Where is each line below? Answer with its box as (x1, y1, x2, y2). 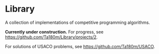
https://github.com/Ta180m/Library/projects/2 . (5, 34, 98, 40)
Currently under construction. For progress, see (5, 29, 104, 35)
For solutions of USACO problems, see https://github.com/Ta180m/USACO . (5, 43, 155, 49)
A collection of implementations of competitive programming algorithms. (5, 19, 150, 25)
